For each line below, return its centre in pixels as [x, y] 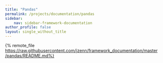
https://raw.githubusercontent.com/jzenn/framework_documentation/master [81, 50]
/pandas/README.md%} [30, 56]
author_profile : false [28, 27]
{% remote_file [20, 45]
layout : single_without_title [36, 32]
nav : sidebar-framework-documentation [53, 23]
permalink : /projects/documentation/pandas [50, 14]
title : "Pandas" [21, 9]
